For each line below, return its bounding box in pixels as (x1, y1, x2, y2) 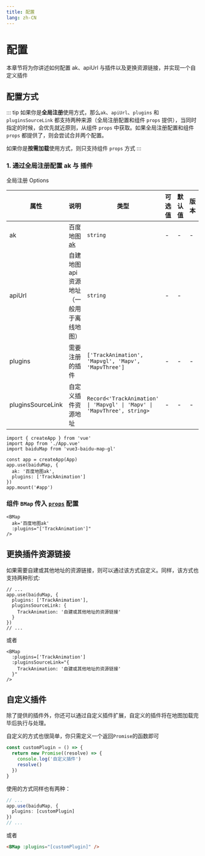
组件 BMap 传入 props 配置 (6, 499, 79, 508)
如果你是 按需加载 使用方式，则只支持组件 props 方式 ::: (6, 145, 142, 152)
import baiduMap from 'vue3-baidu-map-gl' (6, 445, 116, 452)
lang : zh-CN (6, 15, 37, 21)
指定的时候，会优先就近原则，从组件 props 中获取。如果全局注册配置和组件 (6, 124, 194, 131)
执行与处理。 (16, 719, 49, 727)
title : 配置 (6, 9, 35, 15)
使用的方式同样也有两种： (6, 785, 71, 792)
